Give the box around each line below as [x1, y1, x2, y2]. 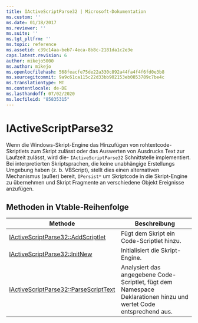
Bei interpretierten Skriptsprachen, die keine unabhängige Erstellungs [6, 160, 175, 167]
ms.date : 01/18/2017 [6, 19, 57, 25]
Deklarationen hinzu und [120, 293, 189, 301]
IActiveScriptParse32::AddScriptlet [9, 233, 106, 242]
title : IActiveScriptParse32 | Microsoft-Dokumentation [6, 8, 146, 15]
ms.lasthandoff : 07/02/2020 [6, 91, 75, 97]
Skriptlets [6, 147, 29, 154]
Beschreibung [134, 219, 176, 228]
